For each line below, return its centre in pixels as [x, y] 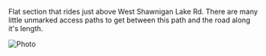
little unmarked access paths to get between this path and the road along [129, 20]
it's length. [26, 28]
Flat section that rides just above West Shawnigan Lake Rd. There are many [133, 12]
